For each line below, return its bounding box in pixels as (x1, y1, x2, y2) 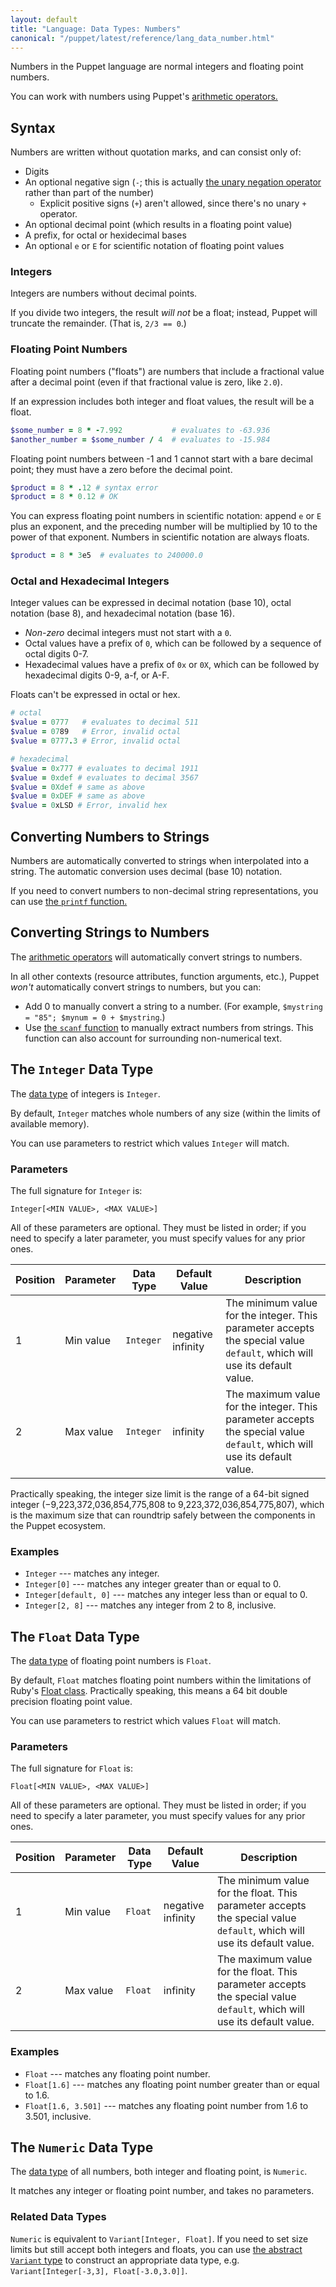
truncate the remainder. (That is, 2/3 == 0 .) (10, 317, 187, 330)
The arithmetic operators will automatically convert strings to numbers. (10, 951, 303, 963)
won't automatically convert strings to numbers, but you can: (10, 981, 262, 993)
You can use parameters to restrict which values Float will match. (10, 1715, 281, 1727)
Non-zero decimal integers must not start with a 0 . (24, 627, 232, 639)
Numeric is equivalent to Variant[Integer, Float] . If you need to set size (10, 2232, 309, 2245)
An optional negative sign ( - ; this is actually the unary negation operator (24, 176, 322, 188)
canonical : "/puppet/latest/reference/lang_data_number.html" (10, 33, 275, 43)
